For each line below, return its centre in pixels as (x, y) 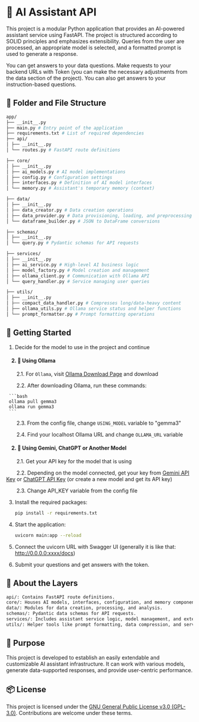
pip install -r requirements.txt (56, 513)
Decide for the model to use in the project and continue (82, 347)
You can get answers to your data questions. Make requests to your (89, 65)
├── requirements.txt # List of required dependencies (75, 133)
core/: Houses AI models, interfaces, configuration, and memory (88, 602)
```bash (18, 396)
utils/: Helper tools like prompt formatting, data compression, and (94, 624)
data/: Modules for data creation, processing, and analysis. (84, 608)
